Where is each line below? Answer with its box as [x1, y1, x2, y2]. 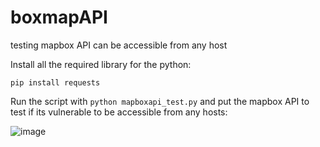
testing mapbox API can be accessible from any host [10, 39, 228, 51]
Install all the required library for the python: [10, 58, 192, 70]
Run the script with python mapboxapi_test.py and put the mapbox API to [10, 95, 310, 107]
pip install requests [10, 77, 101, 88]
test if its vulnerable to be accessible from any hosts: [10, 106, 228, 118]
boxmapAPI [10, 6, 108, 29]
